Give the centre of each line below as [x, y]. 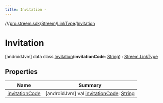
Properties [21, 72]
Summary [90, 86]
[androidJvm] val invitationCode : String [90, 94]
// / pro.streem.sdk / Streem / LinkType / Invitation [50, 23]
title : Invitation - [26, 9]
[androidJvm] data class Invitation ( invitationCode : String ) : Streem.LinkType [81, 56]
